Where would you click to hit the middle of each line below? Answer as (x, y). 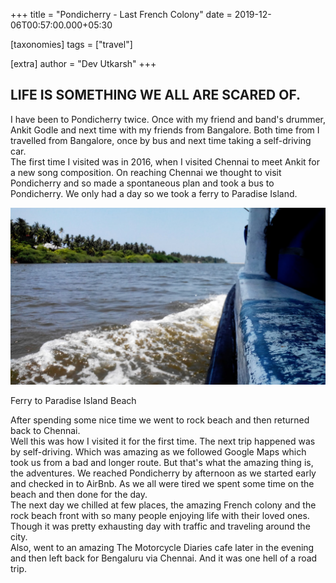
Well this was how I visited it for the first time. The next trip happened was (163, 441)
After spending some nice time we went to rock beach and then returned (160, 420)
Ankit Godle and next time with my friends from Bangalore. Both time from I (165, 130)
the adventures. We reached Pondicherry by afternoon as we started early (163, 473)
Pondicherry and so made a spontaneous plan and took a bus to (142, 183)
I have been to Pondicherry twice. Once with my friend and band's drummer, (168, 119)
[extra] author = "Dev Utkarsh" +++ (83, 63)
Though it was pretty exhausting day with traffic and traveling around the (160, 526)
